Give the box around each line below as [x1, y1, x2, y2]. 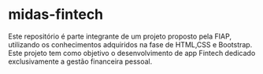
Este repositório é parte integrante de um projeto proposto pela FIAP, [8, 31, 232, 41]
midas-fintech [8, 6, 104, 24]
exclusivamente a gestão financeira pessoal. [8, 57, 153, 66]
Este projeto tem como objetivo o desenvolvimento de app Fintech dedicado [8, 48, 256, 57]
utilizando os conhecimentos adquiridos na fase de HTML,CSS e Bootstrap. [8, 39, 253, 49]
